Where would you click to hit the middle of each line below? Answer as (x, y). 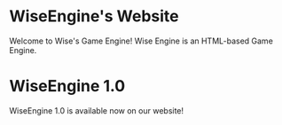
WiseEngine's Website (94, 16)
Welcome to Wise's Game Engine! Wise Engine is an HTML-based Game (141, 41)
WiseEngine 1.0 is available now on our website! (97, 110)
